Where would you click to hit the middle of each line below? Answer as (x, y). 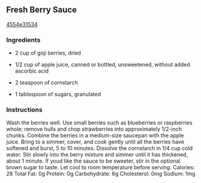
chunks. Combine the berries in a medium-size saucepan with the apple (95, 136)
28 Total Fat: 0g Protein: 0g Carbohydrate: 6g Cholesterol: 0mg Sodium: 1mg (101, 174)
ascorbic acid (32, 71)
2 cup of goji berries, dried (48, 53)
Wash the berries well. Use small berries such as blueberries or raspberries (100, 123)
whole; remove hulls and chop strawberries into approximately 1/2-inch (94, 129)
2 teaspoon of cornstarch (46, 83)
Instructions (25, 110)
